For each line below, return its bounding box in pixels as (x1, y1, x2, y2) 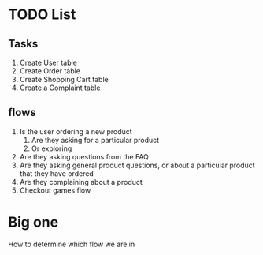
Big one (8, 213, 59, 231)
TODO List (8, 6, 76, 24)
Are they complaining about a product (19, 177, 143, 186)
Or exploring (31, 144, 72, 153)
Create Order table (19, 66, 81, 76)
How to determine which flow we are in (8, 239, 135, 249)
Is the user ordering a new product (19, 126, 132, 136)
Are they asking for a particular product (31, 135, 160, 144)
